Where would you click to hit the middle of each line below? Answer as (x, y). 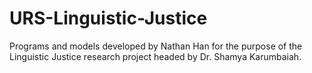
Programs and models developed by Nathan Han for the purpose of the (156, 46)
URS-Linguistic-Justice (108, 18)
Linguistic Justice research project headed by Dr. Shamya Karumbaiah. (155, 56)
